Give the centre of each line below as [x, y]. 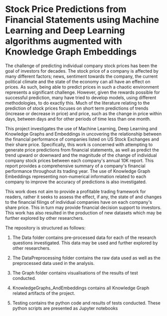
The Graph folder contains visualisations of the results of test [75, 273]
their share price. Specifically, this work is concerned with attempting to [79, 144]
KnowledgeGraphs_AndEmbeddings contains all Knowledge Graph [81, 288]
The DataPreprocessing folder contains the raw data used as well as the [86, 258]
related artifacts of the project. [44, 293]
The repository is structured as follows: [45, 228]
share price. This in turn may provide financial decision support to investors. [83, 207]
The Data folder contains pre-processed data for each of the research [84, 237]
